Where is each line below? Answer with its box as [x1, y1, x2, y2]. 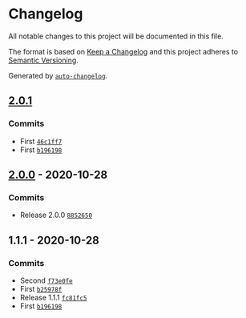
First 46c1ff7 [19, 136, 63, 146]
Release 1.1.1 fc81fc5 [19, 293, 87, 302]
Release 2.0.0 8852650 [19, 210, 93, 220]
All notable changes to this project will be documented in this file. [8, 31, 224, 41]
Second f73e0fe [19, 276, 74, 285]
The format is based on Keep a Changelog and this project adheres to [8, 46, 239, 56]
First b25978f [19, 284, 63, 293]
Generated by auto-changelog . [8, 70, 108, 80]
